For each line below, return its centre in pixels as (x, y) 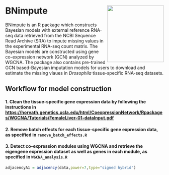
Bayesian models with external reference (48, 30)
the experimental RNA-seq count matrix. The (52, 46)
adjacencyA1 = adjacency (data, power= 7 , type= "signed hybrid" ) (71, 167)
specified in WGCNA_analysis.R (36, 157)
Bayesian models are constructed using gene (52, 51)
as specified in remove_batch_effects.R (46, 135)
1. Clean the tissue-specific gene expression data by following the (76, 101)
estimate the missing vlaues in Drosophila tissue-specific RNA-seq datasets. (84, 73)
